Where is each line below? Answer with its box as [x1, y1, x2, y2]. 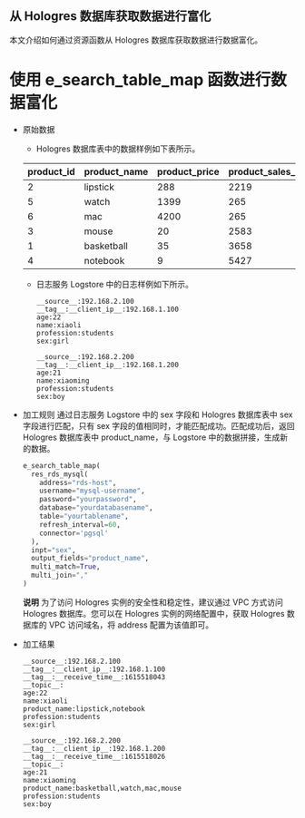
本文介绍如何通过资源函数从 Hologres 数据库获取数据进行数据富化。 [9, 34, 263, 45]
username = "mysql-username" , [39, 486, 145, 496]
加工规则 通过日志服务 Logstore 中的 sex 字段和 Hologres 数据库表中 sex [22, 409, 293, 420]
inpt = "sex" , [31, 545, 76, 555]
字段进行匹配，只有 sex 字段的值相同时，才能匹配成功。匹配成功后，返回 [22, 420, 295, 431]
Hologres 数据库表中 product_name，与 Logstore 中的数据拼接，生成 [22, 432, 280, 443]
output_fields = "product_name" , [31, 554, 150, 563]
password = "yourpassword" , [39, 495, 138, 504]
